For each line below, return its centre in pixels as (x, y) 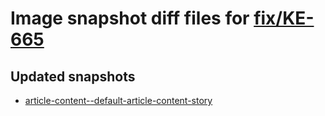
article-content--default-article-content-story (118, 100)
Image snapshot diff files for (130, 18)
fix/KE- (284, 18)
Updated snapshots (73, 76)
